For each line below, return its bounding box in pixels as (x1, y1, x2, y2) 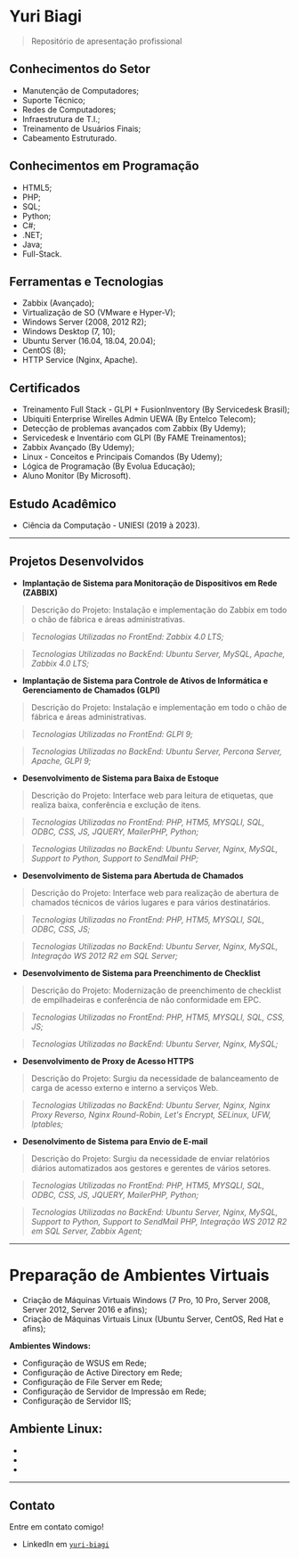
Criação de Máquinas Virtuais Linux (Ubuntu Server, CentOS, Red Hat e (21, 1313, 284, 1324)
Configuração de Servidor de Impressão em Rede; (21, 1386, 207, 1397)
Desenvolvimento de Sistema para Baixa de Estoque (21, 773, 220, 783)
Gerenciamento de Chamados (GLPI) (21, 685, 161, 695)
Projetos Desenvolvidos (9, 554, 144, 570)
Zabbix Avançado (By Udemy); (21, 442, 135, 453)
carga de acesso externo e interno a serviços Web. (30, 1082, 219, 1093)
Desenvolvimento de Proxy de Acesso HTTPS (21, 1055, 194, 1066)
